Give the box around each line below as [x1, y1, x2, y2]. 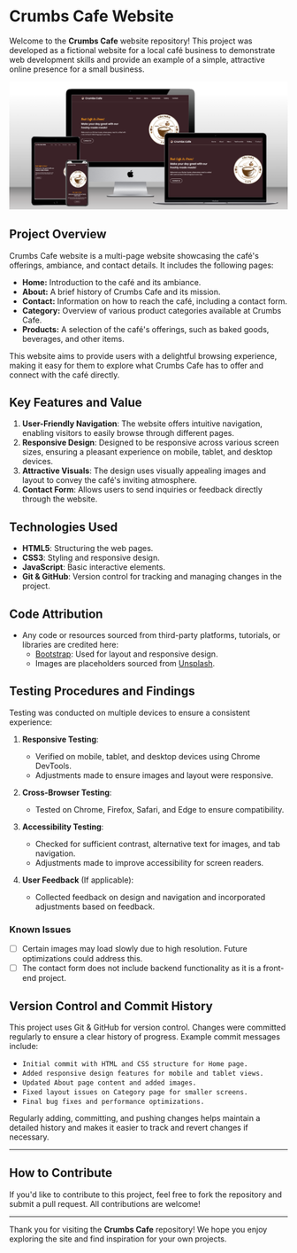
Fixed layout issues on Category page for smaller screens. [21, 1088, 248, 1097]
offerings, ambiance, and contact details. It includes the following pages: [9, 260, 274, 270]
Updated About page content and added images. [21, 1078, 197, 1087]
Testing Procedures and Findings [9, 684, 195, 699]
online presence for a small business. [9, 64, 145, 74]
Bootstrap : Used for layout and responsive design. [34, 649, 218, 659]
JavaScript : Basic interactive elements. [21, 562, 166, 572]
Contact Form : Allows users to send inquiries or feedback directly [21, 485, 263, 495]
